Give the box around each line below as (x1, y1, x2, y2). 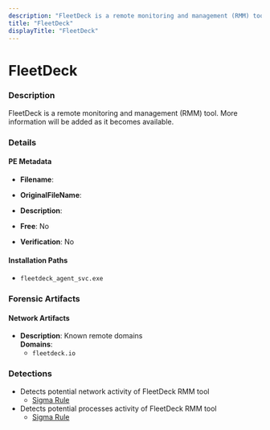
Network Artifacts (8, 313, 70, 322)
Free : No (19, 221, 50, 231)
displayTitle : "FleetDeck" (8, 27, 99, 35)
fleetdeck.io (31, 350, 76, 358)
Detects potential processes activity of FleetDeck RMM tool (19, 403, 217, 413)
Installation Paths (8, 255, 68, 265)
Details (8, 137, 37, 148)
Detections (8, 368, 52, 379)
